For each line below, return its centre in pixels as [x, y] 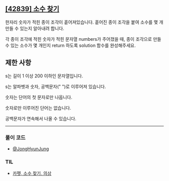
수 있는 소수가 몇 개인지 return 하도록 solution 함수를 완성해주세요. [70, 45]
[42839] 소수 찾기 [32, 9]
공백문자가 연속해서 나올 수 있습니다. [41, 118]
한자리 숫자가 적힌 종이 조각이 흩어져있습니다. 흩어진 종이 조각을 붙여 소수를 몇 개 [84, 22]
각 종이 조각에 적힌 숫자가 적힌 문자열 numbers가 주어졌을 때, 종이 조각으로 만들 [83, 39]
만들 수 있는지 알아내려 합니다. [35, 28]
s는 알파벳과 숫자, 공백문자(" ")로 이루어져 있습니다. [56, 86]
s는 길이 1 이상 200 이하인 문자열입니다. [44, 76]
